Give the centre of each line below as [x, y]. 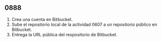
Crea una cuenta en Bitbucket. [42, 19]
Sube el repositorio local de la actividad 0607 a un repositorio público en [84, 24]
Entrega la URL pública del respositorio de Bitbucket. [64, 34]
